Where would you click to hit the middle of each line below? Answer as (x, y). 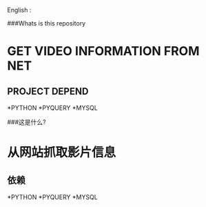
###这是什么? (27, 122)
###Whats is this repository (47, 23)
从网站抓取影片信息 (62, 153)
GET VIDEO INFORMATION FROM (103, 51)
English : (19, 10)
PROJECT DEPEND (48, 91)
